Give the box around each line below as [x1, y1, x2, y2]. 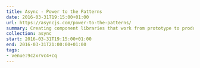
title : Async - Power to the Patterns [6, 8, 102, 15]
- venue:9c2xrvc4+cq [6, 53, 58, 59]
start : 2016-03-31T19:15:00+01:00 [6, 36, 92, 42]
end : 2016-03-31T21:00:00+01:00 [6, 42, 86, 48]
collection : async [6, 31, 52, 37]
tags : [6, 47, 20, 53]
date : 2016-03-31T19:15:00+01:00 [6, 14, 89, 20]
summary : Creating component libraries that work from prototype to [6, 25, 180, 31]
